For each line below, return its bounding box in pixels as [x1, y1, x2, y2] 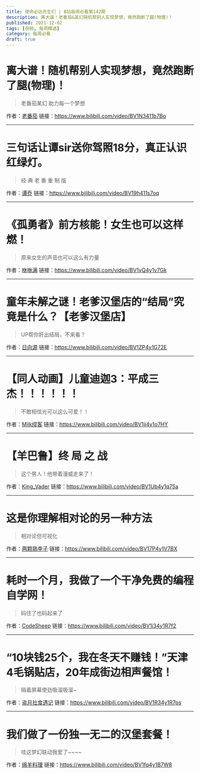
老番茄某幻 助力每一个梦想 [20, 100, 85, 107]
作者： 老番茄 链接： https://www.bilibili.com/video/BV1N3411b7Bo [6, 112, 167, 119]
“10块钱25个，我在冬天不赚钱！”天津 [6, 651, 189, 664]
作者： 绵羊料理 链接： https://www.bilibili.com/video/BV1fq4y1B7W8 [6, 761, 173, 769]
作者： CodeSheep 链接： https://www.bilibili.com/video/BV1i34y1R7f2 [6, 622, 177, 629]
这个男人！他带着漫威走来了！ [20, 470, 94, 477]
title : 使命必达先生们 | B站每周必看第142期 [6, 8, 106, 15]
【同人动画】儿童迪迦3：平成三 [6, 372, 160, 386]
